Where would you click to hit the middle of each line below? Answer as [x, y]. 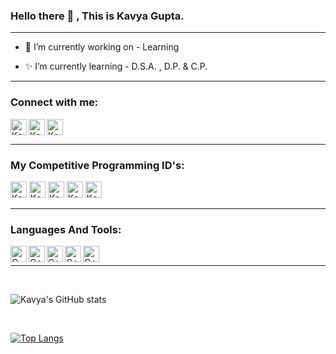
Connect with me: [54, 102]
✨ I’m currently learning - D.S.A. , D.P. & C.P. [116, 66]
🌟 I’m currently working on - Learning [102, 47]
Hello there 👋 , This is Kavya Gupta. [97, 16]
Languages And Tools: [66, 229]
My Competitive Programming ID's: [97, 165]
